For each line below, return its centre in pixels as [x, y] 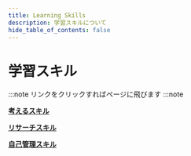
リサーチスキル [32, 128]
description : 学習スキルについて [57, 23]
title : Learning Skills [47, 15]
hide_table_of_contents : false [59, 30]
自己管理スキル [32, 144]
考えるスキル [29, 111]
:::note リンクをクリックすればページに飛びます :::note [96, 94]
